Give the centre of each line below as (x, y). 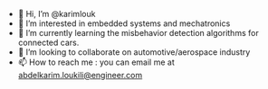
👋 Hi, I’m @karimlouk (57, 14)
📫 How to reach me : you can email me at (96, 62)
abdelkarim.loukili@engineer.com (80, 75)
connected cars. (48, 42)
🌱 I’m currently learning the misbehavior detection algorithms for (139, 33)
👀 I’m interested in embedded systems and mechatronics (124, 23)
